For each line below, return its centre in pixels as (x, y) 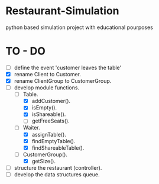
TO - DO (25, 51)
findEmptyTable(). (53, 141)
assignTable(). (49, 134)
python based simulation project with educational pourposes (79, 27)
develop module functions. (47, 88)
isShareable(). (49, 114)
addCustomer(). (51, 101)
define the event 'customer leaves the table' (68, 67)
